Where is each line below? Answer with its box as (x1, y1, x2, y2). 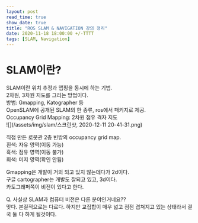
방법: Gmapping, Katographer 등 (6, 99, 84, 106)
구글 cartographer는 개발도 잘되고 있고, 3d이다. (6, 176, 117, 183)
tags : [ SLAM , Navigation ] (6, 36, 70, 42)
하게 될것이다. (24, 211, 57, 218)
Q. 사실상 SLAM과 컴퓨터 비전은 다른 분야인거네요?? (6, 196, 126, 203)
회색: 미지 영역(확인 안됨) (6, 156, 64, 163)
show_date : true (6, 20, 46, 25)
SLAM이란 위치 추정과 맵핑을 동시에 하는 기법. (6, 84, 113, 91)
